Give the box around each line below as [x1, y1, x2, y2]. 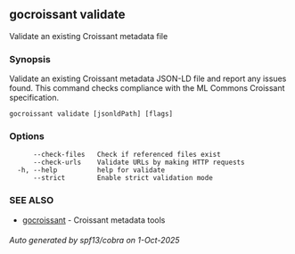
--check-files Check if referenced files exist [32, 151, 221, 160]
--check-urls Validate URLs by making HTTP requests [32, 158, 245, 168]
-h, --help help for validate [17, 166, 166, 175]
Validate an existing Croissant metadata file [9, 30, 168, 41]
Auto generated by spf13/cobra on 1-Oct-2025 [9, 235, 180, 246]
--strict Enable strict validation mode [32, 174, 214, 183]
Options [9, 130, 45, 143]
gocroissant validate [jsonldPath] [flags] [9, 110, 174, 119]
